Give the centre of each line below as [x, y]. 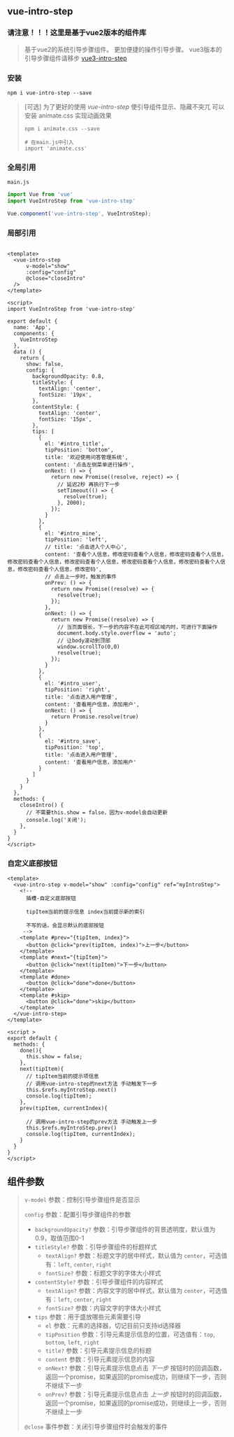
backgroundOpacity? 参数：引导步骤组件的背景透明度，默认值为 [125, 1229]
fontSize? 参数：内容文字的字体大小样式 [103, 1308]
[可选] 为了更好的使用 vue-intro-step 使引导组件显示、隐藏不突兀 [117, 106]
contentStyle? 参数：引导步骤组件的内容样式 [99, 1282]
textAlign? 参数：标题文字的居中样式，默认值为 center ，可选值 [136, 1256]
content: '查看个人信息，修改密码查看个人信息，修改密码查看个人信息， [136, 555]
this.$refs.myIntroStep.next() [71, 1090]
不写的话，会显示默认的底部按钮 [65, 925]
